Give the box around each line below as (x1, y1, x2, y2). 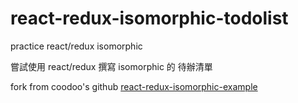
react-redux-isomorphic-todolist (10, 7, 289, 30)
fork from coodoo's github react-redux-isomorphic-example (10, 80, 258, 92)
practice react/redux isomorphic (10, 40, 143, 52)
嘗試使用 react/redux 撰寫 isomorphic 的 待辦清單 (10, 60, 213, 72)
